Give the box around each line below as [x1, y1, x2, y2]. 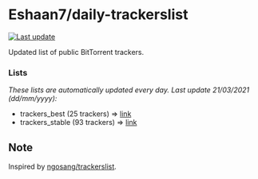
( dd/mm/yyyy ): [8, 94, 58, 103]
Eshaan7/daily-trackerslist [8, 6, 189, 24]
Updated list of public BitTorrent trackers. [8, 47, 145, 56]
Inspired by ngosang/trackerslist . [8, 161, 117, 172]
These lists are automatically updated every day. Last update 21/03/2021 [8, 85, 250, 95]
